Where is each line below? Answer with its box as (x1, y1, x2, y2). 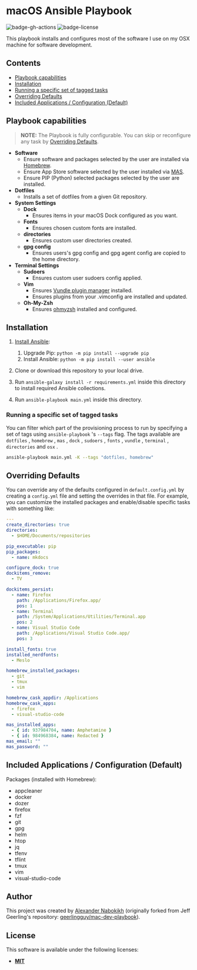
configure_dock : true (6, 565, 59, 571)
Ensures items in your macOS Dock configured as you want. (32, 212, 178, 219)
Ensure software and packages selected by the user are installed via (23, 155, 189, 162)
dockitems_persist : (6, 586, 54, 592)
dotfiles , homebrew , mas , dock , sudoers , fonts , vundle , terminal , (6, 436, 169, 444)
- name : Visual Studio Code (11, 625, 81, 631)
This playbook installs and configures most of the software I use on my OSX (6, 35, 190, 42)
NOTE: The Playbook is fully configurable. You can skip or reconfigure (20, 131, 191, 139)
